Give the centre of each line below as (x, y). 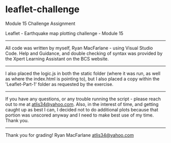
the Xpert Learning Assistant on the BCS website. (57, 59)
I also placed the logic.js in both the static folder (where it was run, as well (83, 73)
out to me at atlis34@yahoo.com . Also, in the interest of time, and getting (82, 104)
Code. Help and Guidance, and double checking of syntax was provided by (84, 53)
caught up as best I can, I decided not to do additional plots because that (82, 109)
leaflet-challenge (42, 9)
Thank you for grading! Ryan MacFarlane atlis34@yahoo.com (69, 135)
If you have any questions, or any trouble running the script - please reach (83, 99)
